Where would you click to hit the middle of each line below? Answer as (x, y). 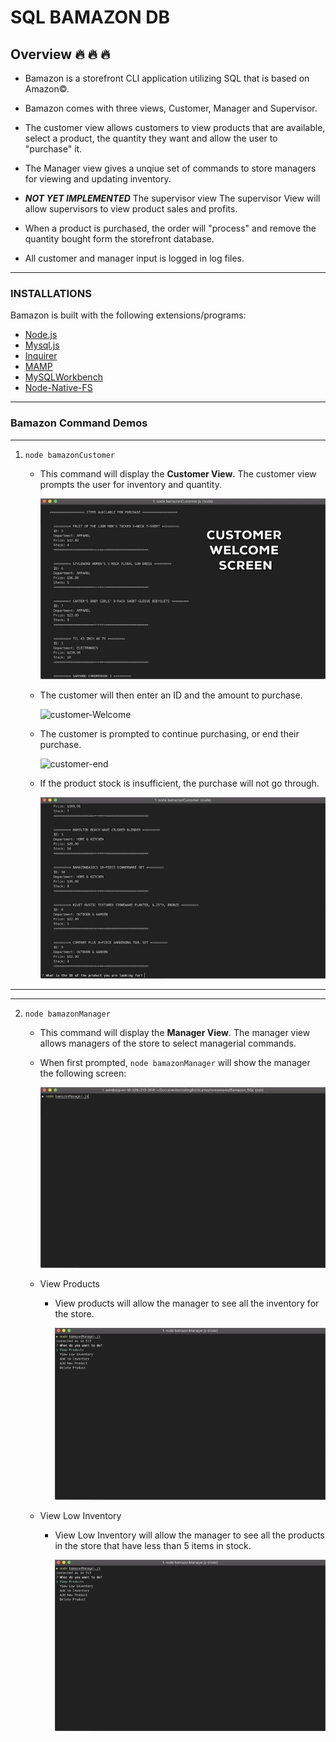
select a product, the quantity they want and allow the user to (151, 138)
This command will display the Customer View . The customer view (178, 473)
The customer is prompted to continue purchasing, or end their (169, 734)
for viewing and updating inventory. (98, 179)
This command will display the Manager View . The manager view (175, 1032)
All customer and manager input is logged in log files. (134, 258)
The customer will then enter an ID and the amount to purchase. (171, 695)
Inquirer (41, 356)
